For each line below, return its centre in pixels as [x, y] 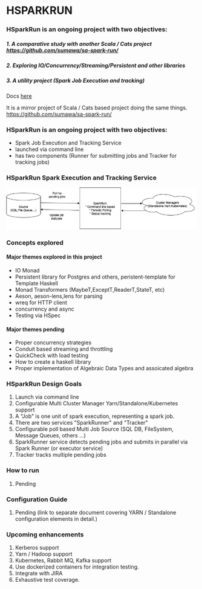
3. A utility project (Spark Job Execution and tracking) [76, 81]
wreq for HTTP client [41, 302]
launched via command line [49, 149]
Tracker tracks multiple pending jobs [61, 455]
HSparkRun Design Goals [44, 384]
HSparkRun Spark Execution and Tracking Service [82, 178]
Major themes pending [35, 329]
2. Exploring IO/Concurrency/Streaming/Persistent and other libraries [96, 66]
